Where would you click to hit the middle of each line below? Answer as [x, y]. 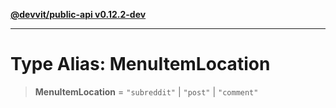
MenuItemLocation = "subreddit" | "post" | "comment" [146, 91]
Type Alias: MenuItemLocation [140, 64]
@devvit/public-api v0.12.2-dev [78, 14]
